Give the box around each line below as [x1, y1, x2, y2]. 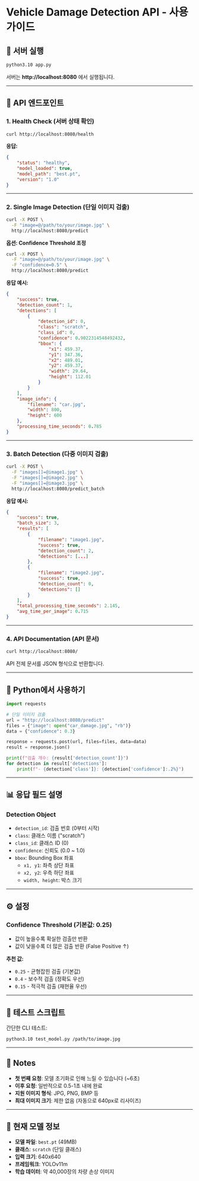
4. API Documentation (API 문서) [6, 634, 99, 643]
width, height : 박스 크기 [23, 877, 82, 884]
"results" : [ [17, 526, 49, 532]
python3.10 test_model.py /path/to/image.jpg [6, 1036, 120, 1042]
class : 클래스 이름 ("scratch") [14, 832, 85, 839]
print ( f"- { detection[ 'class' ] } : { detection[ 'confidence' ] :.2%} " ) [17, 766, 184, 772]
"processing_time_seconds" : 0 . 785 [17, 424, 102, 430]
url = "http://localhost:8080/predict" [6, 717, 105, 723]
